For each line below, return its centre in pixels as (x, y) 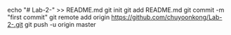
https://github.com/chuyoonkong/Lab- (167, 17)
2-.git (15, 24)
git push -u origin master (60, 24)
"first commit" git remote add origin (59, 17)
